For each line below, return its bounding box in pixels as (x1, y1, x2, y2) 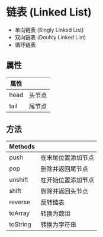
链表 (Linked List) (6, 5, 92, 19)
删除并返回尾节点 (40, 164, 89, 173)
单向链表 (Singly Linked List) (14, 26, 84, 33)
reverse (9, 198, 31, 206)
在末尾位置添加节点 (40, 153, 95, 161)
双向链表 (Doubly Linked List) (14, 33, 86, 40)
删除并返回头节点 (40, 187, 89, 195)
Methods (9, 142, 36, 151)
